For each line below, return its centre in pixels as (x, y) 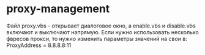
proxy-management (58, 9)
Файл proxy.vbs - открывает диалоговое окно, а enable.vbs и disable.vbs (101, 26)
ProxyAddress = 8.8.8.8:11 (39, 45)
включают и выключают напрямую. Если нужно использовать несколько (102, 32)
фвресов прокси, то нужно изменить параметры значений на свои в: (97, 38)
